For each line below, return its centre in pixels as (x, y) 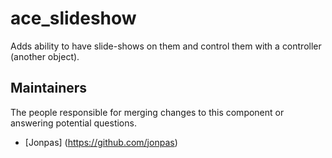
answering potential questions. (73, 123)
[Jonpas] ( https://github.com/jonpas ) (101, 142)
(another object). (45, 56)
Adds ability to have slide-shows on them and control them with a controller (166, 46)
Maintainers (49, 88)
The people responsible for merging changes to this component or (147, 112)
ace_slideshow (73, 18)
